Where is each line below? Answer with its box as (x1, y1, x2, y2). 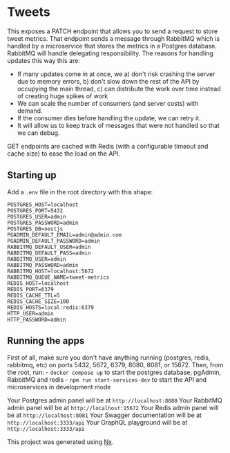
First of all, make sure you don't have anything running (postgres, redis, (7, 353, 211, 362)
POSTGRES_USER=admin (7, 213, 67, 220)
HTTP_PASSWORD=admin (7, 316, 67, 323)
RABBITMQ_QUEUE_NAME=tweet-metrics (7, 274, 110, 281)
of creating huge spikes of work (17, 91, 108, 100)
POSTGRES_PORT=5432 (7, 207, 64, 214)
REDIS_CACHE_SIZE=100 (7, 298, 70, 305)
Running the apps (7, 335, 85, 346)
